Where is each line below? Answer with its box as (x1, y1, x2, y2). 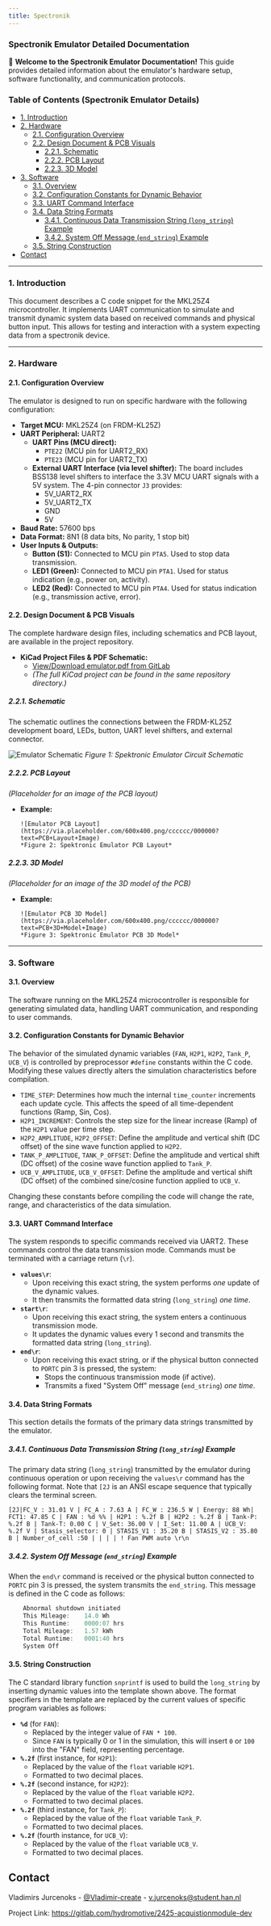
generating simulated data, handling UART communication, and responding (8, 1003, 258, 1013)
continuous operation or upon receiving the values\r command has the (8, 1473, 245, 1483)
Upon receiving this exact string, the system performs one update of (31, 1278, 261, 1288)
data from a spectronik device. (8, 330, 110, 340)
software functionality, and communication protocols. (8, 73, 186, 83)
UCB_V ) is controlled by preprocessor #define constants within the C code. (8, 1057, 253, 1067)
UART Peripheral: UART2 (19, 429, 106, 438)
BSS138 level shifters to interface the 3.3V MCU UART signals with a (31, 472, 260, 481)
